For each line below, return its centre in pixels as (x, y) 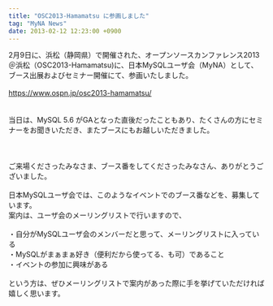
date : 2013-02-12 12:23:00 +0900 (65, 31)
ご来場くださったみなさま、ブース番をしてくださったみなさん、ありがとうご (136, 166)
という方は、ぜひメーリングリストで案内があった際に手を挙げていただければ (136, 283)
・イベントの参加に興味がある (58, 265)
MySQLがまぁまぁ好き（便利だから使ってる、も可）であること (120, 254)
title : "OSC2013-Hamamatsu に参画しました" (79, 16)
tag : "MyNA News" (38, 24)
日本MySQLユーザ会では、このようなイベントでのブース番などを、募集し (131, 195)
